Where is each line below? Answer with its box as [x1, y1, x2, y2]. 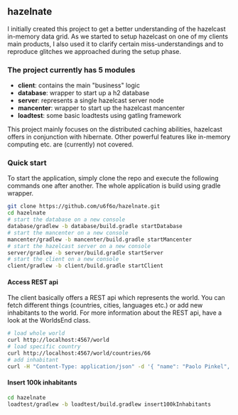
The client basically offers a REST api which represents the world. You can [7, 293, 225, 302]
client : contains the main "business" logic [17, 81, 141, 90]
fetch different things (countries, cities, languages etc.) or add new [7, 301, 203, 310]
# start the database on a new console [7, 216, 126, 223]
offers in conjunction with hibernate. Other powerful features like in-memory [7, 133, 231, 141]
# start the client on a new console [7, 256, 119, 263]
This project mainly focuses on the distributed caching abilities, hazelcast [7, 125, 222, 134]
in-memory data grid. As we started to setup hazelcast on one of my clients [7, 32, 229, 41]
